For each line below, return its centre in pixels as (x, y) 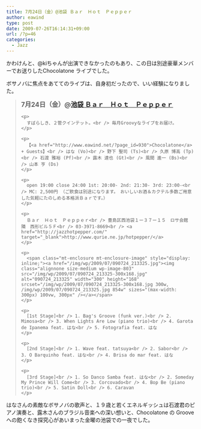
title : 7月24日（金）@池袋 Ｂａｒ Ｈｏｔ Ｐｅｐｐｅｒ (69, 12)
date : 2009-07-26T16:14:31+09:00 (48, 29)
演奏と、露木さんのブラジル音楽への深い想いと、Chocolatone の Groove (105, 412)
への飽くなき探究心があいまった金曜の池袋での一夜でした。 (80, 420)
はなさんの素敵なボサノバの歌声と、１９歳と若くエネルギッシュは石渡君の (98, 405)
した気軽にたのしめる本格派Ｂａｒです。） (64, 198)
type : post (20, 23)
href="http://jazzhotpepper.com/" (64, 232)
